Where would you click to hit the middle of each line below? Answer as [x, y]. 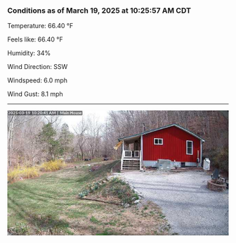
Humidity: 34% [29, 53]
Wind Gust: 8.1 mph [35, 94]
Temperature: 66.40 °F [40, 26]
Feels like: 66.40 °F [35, 39]
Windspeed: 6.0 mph [38, 80]
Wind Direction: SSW [38, 67]
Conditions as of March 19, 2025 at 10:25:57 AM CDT [99, 11]
